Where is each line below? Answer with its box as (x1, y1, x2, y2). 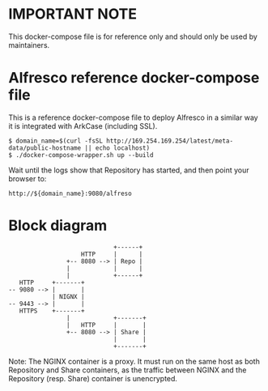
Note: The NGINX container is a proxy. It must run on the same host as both (8, 356, 261, 366)
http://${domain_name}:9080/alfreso (8, 189, 132, 198)
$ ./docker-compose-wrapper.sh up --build (8, 151, 154, 159)
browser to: (8, 173, 47, 183)
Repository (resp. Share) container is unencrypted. (8, 373, 178, 383)
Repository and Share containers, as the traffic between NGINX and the (8, 365, 247, 375)
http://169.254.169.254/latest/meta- (106, 137, 233, 145)
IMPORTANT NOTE (8, 5, 138, 23)
